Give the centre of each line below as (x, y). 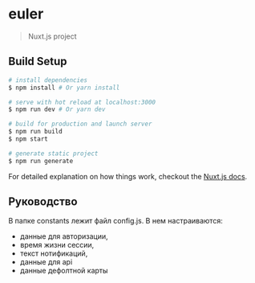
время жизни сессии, (57, 245)
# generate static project (53, 154)
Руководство (43, 202)
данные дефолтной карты (64, 271)
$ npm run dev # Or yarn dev (57, 109)
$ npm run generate (41, 161)
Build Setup (38, 62)
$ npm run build (35, 132)
